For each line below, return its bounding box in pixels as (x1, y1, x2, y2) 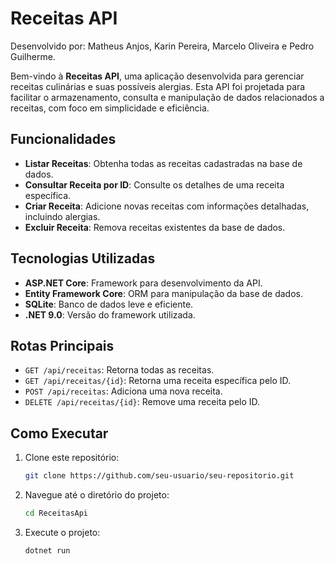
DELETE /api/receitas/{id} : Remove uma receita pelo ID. (24, 396, 261, 408)
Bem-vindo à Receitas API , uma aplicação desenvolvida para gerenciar (10, 70, 305, 82)
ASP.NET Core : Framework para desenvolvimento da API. (24, 277, 263, 289)
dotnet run (24, 545, 71, 556)
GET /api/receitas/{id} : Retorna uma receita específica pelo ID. (24, 375, 292, 387)
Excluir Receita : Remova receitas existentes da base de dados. (24, 221, 286, 233)
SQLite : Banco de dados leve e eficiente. (24, 298, 194, 310)
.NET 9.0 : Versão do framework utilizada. (24, 308, 196, 321)
